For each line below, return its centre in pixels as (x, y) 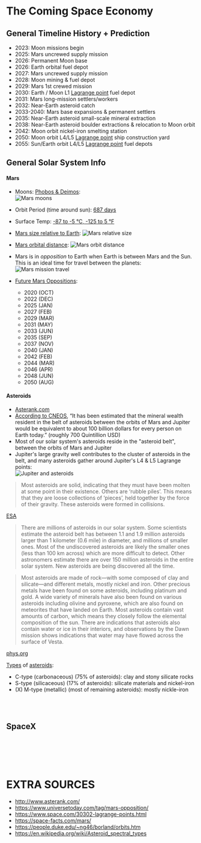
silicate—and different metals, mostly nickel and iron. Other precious (106, 584)
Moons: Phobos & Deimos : (48, 192)
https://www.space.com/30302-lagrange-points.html (81, 814)
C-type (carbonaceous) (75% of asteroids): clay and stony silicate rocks (104, 677)
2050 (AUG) (39, 382)
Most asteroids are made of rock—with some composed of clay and (105, 577)
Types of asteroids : (30, 665)
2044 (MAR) (39, 363)
